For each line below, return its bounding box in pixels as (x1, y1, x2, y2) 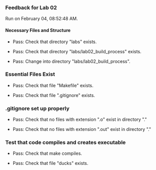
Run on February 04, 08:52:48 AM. (5, 16, 79, 22)
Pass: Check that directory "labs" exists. (12, 39, 97, 45)
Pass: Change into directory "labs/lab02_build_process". (12, 58, 131, 64)
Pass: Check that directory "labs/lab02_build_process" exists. (12, 48, 142, 54)
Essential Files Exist (5, 71, 55, 78)
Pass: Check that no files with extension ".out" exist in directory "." (12, 126, 151, 132)
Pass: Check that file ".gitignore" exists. (12, 92, 95, 98)
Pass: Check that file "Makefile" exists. (12, 82, 94, 88)
